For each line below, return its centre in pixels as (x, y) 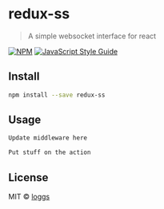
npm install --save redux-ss (57, 95)
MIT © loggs (29, 197)
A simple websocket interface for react (92, 36)
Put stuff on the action (50, 152)
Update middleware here (48, 138)
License (28, 177)
